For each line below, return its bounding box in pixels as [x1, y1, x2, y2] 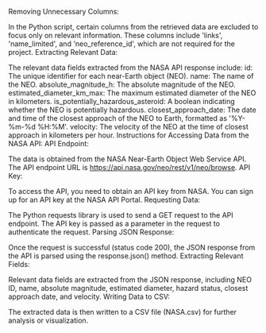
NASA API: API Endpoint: [8, 139, 89, 148]
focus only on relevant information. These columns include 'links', [8, 31, 223, 40]
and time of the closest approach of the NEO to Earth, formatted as [8, 114, 228, 122]
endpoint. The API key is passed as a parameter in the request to [8, 219, 221, 228]
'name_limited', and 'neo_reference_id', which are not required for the [8, 39, 236, 48]
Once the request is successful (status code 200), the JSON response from [8, 242, 256, 252]
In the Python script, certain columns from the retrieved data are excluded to [8, 22, 259, 31]
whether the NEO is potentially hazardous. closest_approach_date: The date [8, 105, 256, 114]
